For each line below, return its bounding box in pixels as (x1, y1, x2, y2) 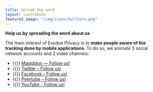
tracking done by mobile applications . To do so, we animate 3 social (5, 45, 148, 51)
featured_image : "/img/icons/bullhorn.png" (5, 16, 98, 21)
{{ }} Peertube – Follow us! (12, 76, 66, 82)
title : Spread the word (5, 7, 55, 12)
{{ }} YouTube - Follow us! (12, 81, 65, 87)
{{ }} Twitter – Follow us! (12, 65, 62, 71)
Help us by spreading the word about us (5, 30, 90, 36)
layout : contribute (5, 12, 46, 17)
